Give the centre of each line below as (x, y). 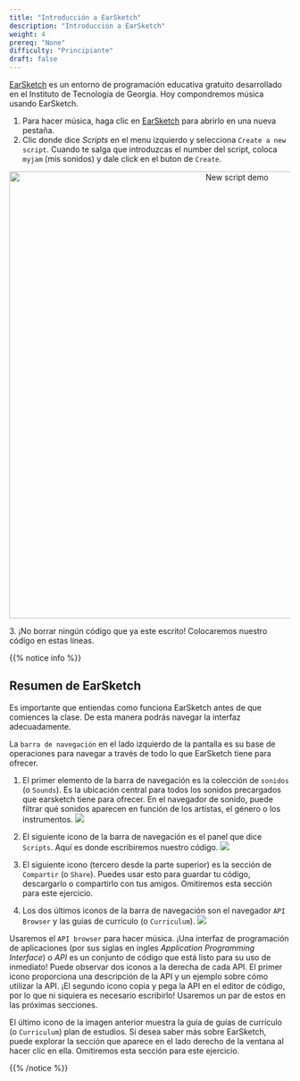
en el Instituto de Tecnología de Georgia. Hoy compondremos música (137, 94)
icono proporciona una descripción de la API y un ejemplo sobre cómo (139, 976)
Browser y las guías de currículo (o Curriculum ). (108, 921)
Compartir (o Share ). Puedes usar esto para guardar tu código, (137, 874)
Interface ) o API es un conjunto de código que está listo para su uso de (140, 957)
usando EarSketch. (44, 103)
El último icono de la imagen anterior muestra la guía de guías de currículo (146, 1022)
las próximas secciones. (54, 1005)
